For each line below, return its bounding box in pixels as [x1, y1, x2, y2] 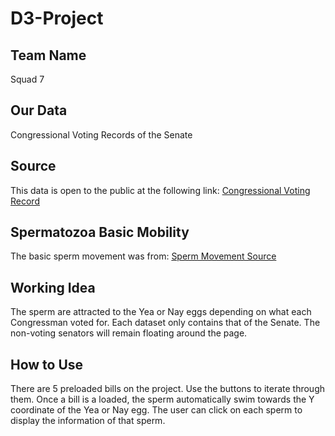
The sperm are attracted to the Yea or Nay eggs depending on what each [10, 306, 312, 318]
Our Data [10, 102, 68, 119]
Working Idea [10, 279, 96, 296]
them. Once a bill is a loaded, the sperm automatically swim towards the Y [10, 393, 315, 406]
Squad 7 [10, 73, 45, 85]
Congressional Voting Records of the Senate [10, 128, 193, 141]
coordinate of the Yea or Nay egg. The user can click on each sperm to [10, 404, 303, 416]
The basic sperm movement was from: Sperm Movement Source [10, 250, 277, 262]
